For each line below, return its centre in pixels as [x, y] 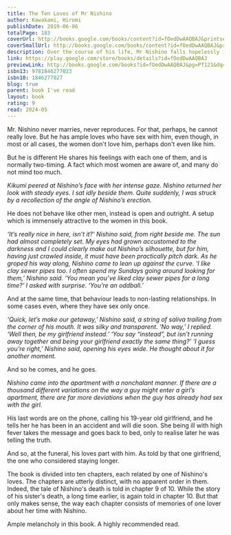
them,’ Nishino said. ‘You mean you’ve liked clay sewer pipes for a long [108, 278]
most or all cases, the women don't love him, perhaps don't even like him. [111, 144]
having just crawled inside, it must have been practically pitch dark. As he [112, 256]
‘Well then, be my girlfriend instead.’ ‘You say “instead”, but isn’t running [110, 334]
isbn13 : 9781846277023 [40, 71]
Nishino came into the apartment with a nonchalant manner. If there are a [112, 383]
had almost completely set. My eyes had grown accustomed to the [102, 241]
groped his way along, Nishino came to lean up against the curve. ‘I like [109, 263]
